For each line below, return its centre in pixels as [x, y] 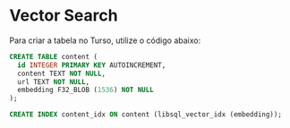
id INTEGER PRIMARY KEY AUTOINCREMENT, [92, 65]
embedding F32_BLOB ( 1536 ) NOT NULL [85, 90]
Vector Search [64, 16]
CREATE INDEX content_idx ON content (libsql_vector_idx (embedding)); [145, 115]
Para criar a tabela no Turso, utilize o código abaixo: [105, 40]
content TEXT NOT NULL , [61, 73]
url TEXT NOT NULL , [54, 81]
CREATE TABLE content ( [54, 56]
